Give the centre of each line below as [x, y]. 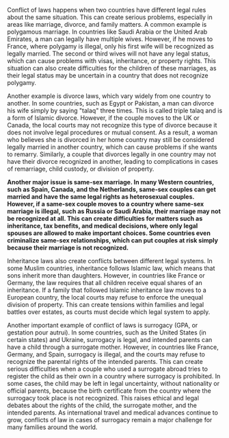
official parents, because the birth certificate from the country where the [109, 391]
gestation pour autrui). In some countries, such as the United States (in [107, 332]
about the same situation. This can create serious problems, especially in [110, 17]
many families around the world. [52, 427]
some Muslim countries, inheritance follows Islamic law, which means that [111, 268]
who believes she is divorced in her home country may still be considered [111, 139]
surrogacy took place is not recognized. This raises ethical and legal [103, 398]
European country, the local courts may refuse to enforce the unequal [105, 297]
